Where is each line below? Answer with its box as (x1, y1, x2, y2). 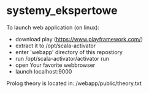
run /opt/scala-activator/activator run (15, 55, 109, 62)
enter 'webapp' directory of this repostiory (15, 48, 123, 55)
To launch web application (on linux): (6, 24, 100, 31)
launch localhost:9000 (15, 67, 72, 75)
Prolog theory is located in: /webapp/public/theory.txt (6, 80, 142, 87)
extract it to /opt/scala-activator (15, 42, 96, 49)
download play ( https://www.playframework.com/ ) (15, 35, 143, 43)
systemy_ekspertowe (6, 4, 118, 18)
